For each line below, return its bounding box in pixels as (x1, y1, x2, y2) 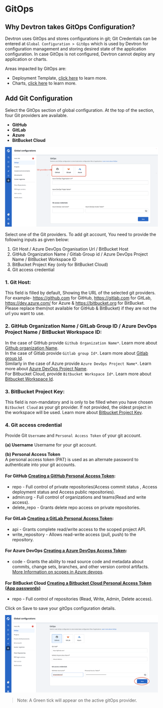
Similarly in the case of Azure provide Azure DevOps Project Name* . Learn (5, 361, 152, 366)
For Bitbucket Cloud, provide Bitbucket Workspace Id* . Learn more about (5, 371, 151, 377)
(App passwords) (5, 585, 41, 591)
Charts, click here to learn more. (12, 80, 77, 86)
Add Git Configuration (5, 94, 73, 103)
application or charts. (5, 56, 48, 62)
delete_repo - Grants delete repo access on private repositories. (12, 504, 141, 510)
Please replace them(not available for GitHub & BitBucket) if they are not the (5, 305, 157, 311)
